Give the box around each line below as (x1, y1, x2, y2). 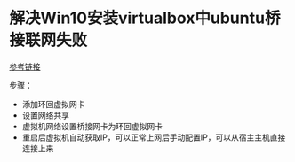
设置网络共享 (21, 110, 69, 120)
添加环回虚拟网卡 (21, 98, 85, 109)
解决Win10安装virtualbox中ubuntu (9, 8, 265, 28)
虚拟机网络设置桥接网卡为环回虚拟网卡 (21, 120, 163, 131)
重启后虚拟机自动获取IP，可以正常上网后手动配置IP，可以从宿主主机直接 (21, 132, 286, 143)
